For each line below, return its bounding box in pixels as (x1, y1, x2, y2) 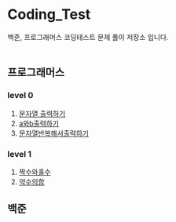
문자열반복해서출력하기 (18, 128, 90, 138)
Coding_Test (7, 5, 91, 24)
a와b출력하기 (18, 118, 60, 128)
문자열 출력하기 (18, 108, 66, 118)
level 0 (7, 90, 34, 101)
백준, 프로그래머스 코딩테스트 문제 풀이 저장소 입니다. (7, 32, 169, 42)
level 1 (7, 148, 32, 159)
